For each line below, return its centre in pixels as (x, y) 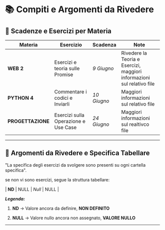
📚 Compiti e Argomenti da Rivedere (80, 10)
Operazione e (70, 121)
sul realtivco (135, 124)
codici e (63, 98)
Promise (64, 74)
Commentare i (70, 92)
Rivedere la (134, 53)
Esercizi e (66, 62)
